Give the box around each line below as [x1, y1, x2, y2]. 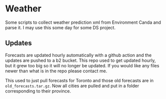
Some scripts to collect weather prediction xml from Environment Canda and [5, 19, 161, 25]
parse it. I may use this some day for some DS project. [5, 24, 115, 30]
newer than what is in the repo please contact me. [5, 68, 108, 74]
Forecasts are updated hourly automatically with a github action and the [5, 52, 152, 58]
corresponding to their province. [5, 88, 71, 94]
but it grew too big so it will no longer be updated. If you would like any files [5, 62, 160, 68]
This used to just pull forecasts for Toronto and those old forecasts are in [5, 77, 154, 83]
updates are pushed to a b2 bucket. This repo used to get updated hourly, [5, 57, 156, 63]
